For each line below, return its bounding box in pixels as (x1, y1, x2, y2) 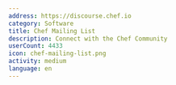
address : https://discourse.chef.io (8, 11, 132, 20)
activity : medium (8, 57, 67, 66)
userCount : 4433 (8, 42, 63, 50)
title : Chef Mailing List (8, 27, 95, 35)
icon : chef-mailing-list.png (8, 49, 107, 57)
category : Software (8, 19, 74, 28)
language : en (8, 65, 52, 73)
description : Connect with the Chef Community (8, 34, 168, 43)
